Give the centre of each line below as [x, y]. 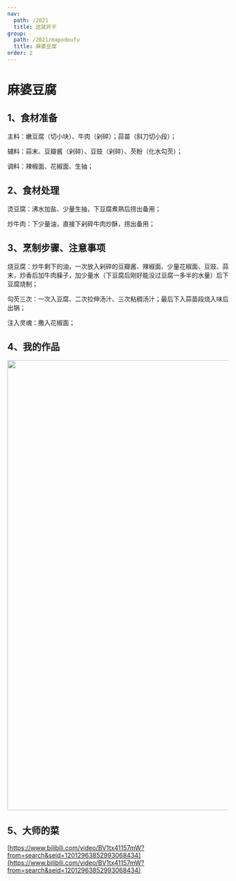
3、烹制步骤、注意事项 [57, 248]
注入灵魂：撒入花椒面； [41, 322]
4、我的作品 [34, 346]
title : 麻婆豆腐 [35, 46]
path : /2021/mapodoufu [47, 40]
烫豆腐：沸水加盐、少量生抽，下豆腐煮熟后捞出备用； [84, 209]
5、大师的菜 [33, 830]
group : [17, 33]
